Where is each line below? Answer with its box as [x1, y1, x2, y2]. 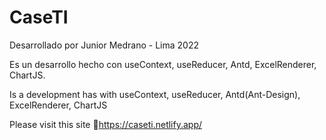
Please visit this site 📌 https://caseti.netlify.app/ [9, 118, 203, 130]
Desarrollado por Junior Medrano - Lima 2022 [9, 39, 200, 51]
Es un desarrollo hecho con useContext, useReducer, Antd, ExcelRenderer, [9, 58, 317, 70]
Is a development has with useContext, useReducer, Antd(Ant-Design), [9, 88, 301, 100]
